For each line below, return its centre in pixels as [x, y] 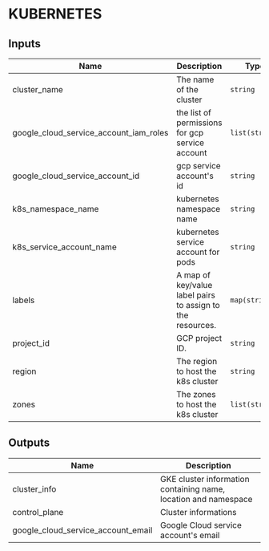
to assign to [198, 305]
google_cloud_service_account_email [82, 530]
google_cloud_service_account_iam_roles [90, 133]
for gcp [190, 133]
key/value [194, 285]
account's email [190, 535]
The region [197, 361]
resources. [196, 325]
